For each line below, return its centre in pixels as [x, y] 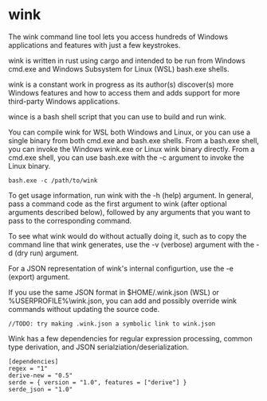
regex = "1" [28, 368]
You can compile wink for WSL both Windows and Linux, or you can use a [130, 132]
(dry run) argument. [47, 253]
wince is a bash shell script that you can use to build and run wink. [118, 116]
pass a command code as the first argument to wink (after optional [118, 204]
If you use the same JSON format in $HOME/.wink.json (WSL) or [114, 292]
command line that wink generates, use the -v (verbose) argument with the [132, 244]
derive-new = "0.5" [41, 376]
